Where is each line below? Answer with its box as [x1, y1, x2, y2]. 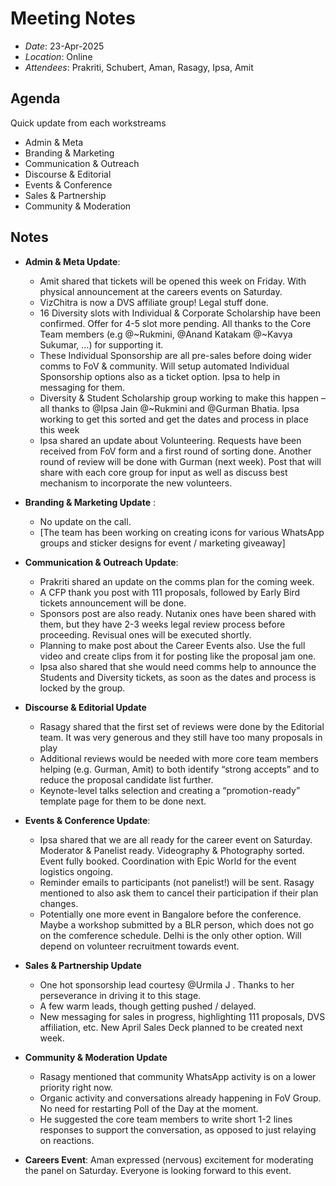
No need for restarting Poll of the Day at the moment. [39, 1102, 259, 1114]
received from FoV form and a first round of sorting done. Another [39, 445, 312, 457]
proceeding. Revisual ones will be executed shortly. [39, 628, 252, 641]
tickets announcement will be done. [39, 597, 187, 609]
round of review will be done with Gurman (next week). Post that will [39, 455, 322, 467]
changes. [39, 897, 79, 909]
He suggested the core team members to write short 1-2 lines [39, 1113, 293, 1125]
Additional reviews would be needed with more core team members [39, 752, 319, 764]
